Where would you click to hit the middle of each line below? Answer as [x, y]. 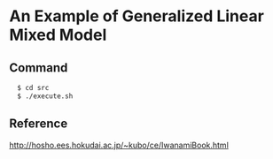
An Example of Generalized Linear [136, 16]
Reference [39, 124]
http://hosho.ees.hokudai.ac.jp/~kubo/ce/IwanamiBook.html [119, 145]
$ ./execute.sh [45, 96]
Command [39, 68]
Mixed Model [58, 35]
